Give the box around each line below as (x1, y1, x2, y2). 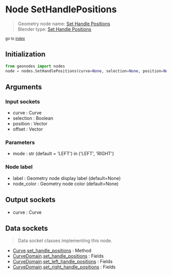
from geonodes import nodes (5, 63, 66, 69)
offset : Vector (12, 126, 43, 132)
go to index (5, 36, 26, 41)
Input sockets (5, 98, 40, 105)
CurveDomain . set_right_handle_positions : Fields (12, 264, 116, 270)
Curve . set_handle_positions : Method (12, 248, 92, 254)
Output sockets (5, 195, 56, 204)
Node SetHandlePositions (5, 4, 117, 15)
